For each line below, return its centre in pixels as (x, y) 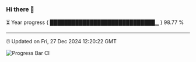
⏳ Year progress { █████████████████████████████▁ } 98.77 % (95, 22)
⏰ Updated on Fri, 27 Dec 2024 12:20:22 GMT (61, 42)
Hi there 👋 (20, 9)
